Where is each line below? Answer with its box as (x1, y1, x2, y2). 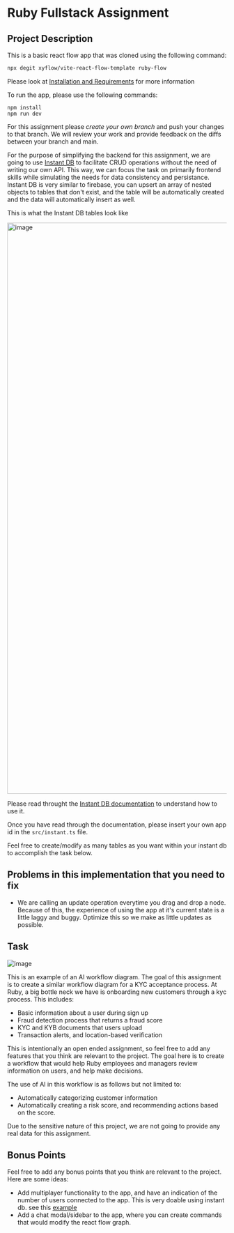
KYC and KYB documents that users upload (17, 1023, 143, 1032)
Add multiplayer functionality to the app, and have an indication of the (17, 1188, 218, 1197)
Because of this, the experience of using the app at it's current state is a (17, 905, 225, 914)
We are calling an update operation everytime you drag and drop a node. (17, 898, 226, 907)
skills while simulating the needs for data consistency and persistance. (7, 173, 210, 181)
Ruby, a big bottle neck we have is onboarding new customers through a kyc (7, 988, 227, 996)
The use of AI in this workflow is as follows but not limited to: (7, 1080, 182, 1088)
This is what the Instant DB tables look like (7, 208, 129, 217)
